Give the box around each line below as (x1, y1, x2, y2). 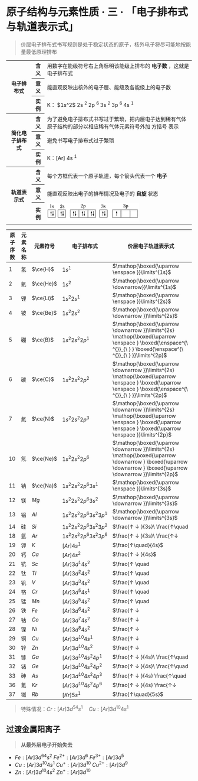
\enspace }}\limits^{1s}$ (112, 269, 171, 276)
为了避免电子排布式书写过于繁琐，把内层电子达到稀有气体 (47, 115, 187, 122)
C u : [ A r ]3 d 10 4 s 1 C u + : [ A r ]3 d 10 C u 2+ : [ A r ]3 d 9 (14, 760, 128, 768)
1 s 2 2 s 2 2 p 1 (62, 336, 90, 344)
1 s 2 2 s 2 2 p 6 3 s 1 (62, 481, 98, 490)
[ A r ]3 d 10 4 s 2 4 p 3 (62, 672, 103, 680)
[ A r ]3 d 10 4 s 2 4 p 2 (62, 662, 103, 671)
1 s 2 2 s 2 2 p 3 (62, 415, 90, 423)
